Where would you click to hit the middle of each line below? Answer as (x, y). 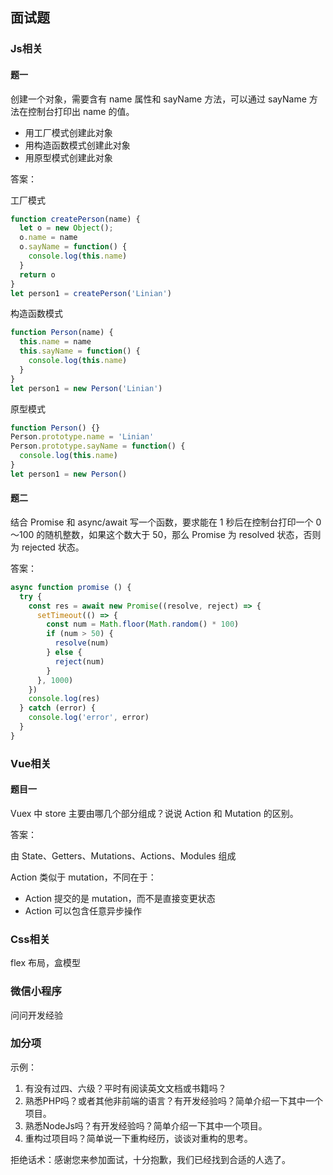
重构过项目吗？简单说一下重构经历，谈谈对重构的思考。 (138, 1138)
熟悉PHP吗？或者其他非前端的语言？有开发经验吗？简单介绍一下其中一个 (174, 1100)
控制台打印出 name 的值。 (81, 111)
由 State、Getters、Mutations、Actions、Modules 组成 (123, 855)
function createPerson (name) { (75, 219)
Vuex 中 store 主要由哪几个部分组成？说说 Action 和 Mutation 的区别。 (154, 813)
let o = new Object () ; (66, 228)
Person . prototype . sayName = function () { (98, 446)
